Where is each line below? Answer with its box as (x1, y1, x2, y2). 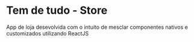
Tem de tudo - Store (6, 4, 108, 17)
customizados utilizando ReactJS (6, 29, 89, 37)
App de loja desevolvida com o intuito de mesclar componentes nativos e (6, 23, 188, 31)
